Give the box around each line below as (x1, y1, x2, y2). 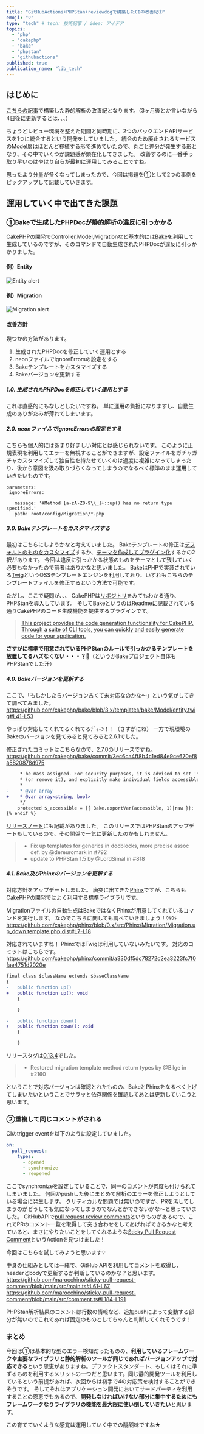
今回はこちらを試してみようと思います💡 (6, 1248, 106, 1256)
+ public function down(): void (6, 1023, 94, 1030)
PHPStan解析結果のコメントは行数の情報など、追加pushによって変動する (6, 1308, 189, 1315)
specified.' (6, 506, 36, 512)
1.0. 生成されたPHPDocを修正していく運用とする (6, 386, 128, 394)
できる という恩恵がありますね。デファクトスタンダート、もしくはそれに (11, 1362, 192, 1369)
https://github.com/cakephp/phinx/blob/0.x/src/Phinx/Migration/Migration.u (6, 921, 196, 929)
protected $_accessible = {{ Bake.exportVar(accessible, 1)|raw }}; (17, 805, 194, 811)
